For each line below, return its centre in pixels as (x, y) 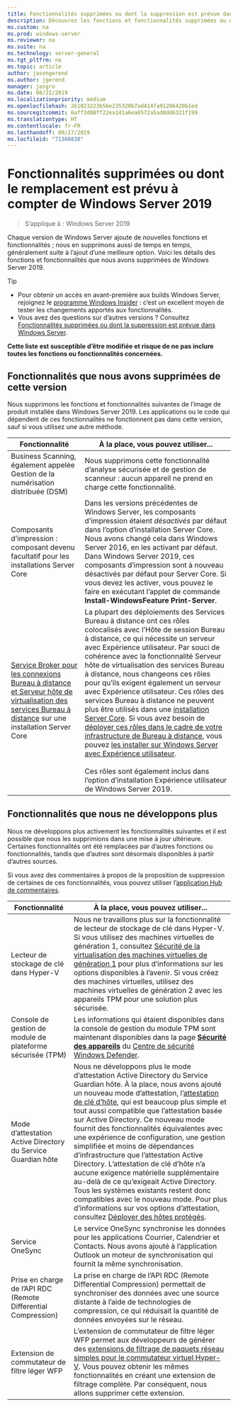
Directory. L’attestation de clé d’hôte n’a (139, 1163)
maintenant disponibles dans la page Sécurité (150, 1037)
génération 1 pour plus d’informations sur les (148, 964)
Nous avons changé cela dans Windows (151, 539)
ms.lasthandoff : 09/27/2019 (49, 132)
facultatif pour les (40, 556)
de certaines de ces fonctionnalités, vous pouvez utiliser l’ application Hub (115, 882)
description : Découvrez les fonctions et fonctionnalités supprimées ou (117, 21)
